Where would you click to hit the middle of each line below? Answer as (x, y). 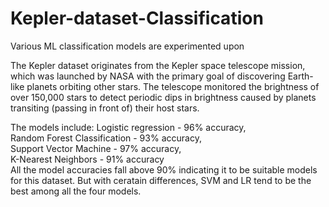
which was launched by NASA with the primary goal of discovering (148, 76)
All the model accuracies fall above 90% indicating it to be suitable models (164, 169)
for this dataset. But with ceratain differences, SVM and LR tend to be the (161, 180)
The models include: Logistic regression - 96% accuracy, (128, 127)
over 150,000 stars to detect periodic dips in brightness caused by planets (163, 97)
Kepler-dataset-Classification (137, 18)
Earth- (300, 76)
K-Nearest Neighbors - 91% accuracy (87, 159)
